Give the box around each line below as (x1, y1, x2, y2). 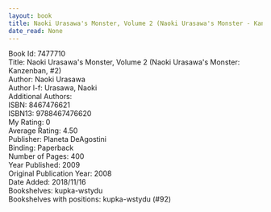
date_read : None (8, 27, 63, 35)
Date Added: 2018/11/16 (8, 177, 86, 187)
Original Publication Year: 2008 (8, 168, 112, 178)
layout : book (8, 11, 52, 20)
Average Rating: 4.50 (8, 126, 78, 135)
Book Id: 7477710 (8, 49, 66, 59)
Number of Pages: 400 (8, 152, 85, 161)
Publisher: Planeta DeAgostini (8, 135, 107, 144)
